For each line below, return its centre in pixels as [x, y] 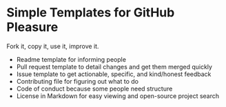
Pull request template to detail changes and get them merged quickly [114, 67]
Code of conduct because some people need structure [94, 88]
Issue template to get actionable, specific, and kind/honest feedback [114, 74]
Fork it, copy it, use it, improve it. [53, 46]
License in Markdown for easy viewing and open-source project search [118, 96]
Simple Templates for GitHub [91, 13]
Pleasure [32, 27]
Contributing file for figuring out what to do [78, 81]
